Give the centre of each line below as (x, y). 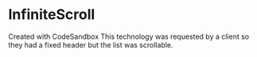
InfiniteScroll (52, 15)
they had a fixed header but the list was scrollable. (91, 44)
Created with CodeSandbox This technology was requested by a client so (128, 36)
